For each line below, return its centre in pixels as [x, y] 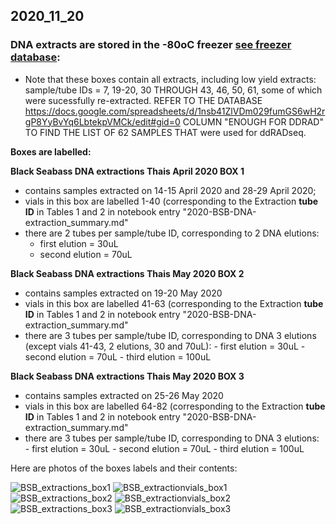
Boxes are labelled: [51, 151]
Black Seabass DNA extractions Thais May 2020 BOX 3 [127, 376]
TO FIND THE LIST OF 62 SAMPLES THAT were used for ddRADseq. [165, 132]
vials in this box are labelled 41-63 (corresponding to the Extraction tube [174, 303]
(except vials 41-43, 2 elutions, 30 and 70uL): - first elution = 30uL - [165, 346]
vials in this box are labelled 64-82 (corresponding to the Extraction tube [175, 406]
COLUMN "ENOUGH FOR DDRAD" [253, 121]
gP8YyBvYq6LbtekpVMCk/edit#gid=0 [102, 121]
